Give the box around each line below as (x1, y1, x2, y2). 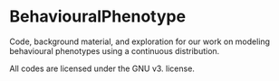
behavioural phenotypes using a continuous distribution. (9, 45, 220, 56)
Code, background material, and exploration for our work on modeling (9, 36, 270, 47)
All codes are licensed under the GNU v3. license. (9, 63, 195, 74)
